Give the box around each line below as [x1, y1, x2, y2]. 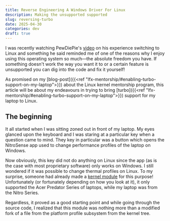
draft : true [5, 31, 30, 36]
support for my [124, 92, 156, 98]
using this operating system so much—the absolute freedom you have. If [5, 56, 157, 61]
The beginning [5, 113, 52, 121]
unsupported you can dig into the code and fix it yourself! [5, 66, 125, 72]
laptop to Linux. [5, 98, 38, 104]
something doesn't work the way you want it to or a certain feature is [5, 61, 149, 67]
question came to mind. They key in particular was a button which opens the [5, 136, 165, 142]
